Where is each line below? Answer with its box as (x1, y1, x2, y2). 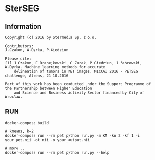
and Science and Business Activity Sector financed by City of (14, 90, 145, 95)
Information (5, 22, 42, 31)
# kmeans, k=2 (5, 129, 34, 134)
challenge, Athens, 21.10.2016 (5, 73, 69, 78)
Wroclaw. (5, 95, 23, 99)
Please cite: (5, 56, 32, 61)
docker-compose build (5, 120, 49, 125)
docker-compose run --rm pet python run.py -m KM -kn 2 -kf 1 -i (5, 133, 140, 138)
